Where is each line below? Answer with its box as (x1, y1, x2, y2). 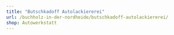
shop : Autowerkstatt (6, 20, 58, 26)
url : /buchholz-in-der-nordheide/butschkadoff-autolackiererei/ (6, 14, 169, 20)
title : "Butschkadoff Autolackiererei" (6, 8, 105, 15)
